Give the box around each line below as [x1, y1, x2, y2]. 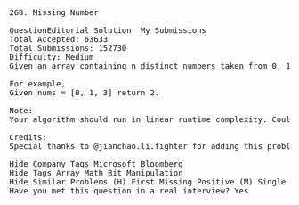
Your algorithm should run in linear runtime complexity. [9, 115, 268, 124]
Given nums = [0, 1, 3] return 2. [9, 88, 160, 97]
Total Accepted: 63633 [9, 35, 109, 44]
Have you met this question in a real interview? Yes [9, 186, 249, 195]
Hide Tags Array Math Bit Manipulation [9, 168, 183, 177]
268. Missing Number [9, 8, 100, 17]
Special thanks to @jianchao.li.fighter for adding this [9, 142, 263, 151]
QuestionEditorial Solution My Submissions [9, 26, 207, 35]
